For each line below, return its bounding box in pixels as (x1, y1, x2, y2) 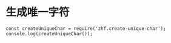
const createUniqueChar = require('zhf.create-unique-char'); (5, 25, 166, 32)
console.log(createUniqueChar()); (5, 30, 93, 36)
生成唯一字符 (5, 5, 70, 19)
